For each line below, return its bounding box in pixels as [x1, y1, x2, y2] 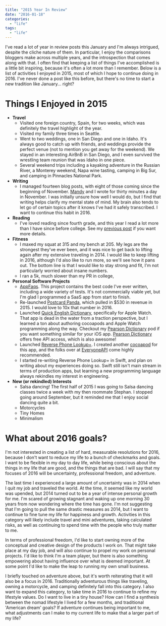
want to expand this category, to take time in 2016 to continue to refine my [5, 589, 157, 595]
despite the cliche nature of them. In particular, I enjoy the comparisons [5, 49, 151, 55]
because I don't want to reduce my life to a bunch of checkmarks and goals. [5, 454, 161, 460]
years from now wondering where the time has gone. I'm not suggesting [5, 501, 153, 507]
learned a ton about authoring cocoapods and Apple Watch [19, 320, 141, 326]
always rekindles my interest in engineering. [19, 373, 110, 379]
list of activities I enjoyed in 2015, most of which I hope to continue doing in [5, 70, 159, 76]
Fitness [12, 236, 28, 242]
